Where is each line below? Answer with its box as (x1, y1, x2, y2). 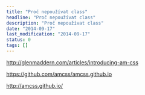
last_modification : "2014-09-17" (6, 31, 91, 37)
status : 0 (6, 37, 31, 43)
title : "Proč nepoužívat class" (6, 8, 88, 15)
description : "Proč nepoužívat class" (6, 20, 104, 26)
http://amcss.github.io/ (6, 82, 63, 89)
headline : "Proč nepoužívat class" (6, 14, 96, 20)
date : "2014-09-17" (6, 25, 56, 32)
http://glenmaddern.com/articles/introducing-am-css (6, 58, 139, 66)
